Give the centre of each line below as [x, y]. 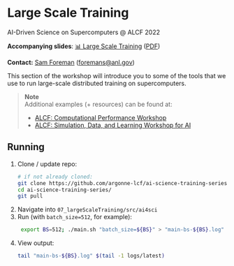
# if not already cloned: [55, 177]
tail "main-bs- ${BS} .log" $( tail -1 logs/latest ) [91, 256]
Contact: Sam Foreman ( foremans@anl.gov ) [71, 62]
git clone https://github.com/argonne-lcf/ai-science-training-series [122, 183]
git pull [30, 196]
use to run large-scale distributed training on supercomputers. [97, 83]
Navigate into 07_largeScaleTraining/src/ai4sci [87, 209]
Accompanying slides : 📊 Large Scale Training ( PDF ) [84, 46]
